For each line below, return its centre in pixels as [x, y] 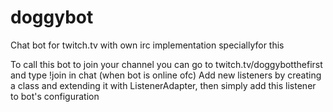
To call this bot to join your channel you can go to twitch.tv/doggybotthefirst [166, 64]
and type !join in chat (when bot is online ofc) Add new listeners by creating [166, 75]
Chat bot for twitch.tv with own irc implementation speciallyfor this [147, 45]
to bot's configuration [55, 96]
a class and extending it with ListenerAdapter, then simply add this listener [163, 85]
